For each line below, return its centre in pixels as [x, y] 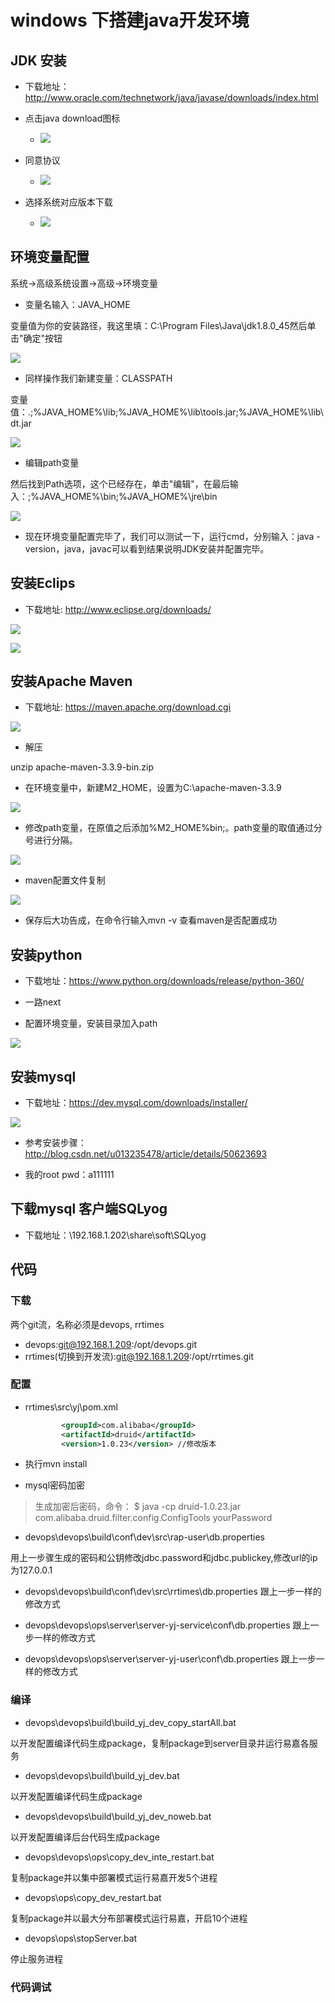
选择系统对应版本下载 [68, 202]
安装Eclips [43, 583]
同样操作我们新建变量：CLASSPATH [98, 378]
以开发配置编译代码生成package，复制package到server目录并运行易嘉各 [160, 1743]
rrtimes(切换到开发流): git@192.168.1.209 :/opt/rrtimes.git [139, 1356]
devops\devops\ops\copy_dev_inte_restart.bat [119, 1857]
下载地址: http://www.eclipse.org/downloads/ [118, 609]
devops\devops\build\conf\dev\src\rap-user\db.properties [144, 1537]
